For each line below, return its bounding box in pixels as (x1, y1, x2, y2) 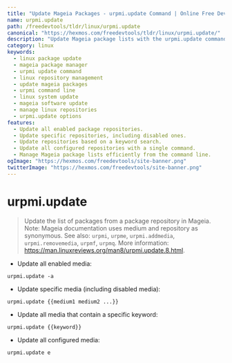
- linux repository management (13, 74, 104, 81)
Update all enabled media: (17, 259, 92, 268)
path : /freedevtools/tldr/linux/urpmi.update (7, 23, 140, 30)
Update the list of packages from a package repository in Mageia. (23, 217, 211, 225)
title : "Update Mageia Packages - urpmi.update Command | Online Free (7, 10, 215, 17)
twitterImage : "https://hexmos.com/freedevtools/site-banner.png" (7, 164, 202, 171)
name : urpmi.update (7, 17, 64, 23)
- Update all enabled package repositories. (13, 126, 144, 133)
